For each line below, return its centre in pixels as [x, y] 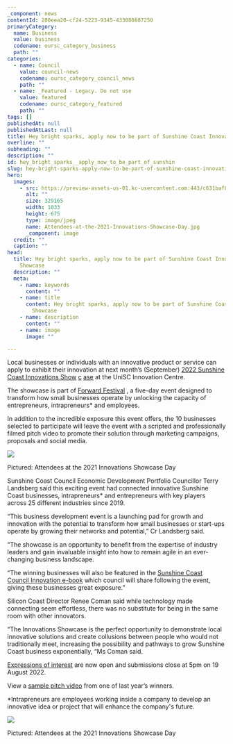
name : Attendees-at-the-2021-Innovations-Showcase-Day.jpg [112, 226]
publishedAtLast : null [40, 130]
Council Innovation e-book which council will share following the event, [109, 580]
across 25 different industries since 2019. [66, 503]
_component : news [32, 14]
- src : [29, 188]
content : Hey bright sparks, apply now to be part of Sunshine [119, 304]
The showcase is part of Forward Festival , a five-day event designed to [110, 390]
